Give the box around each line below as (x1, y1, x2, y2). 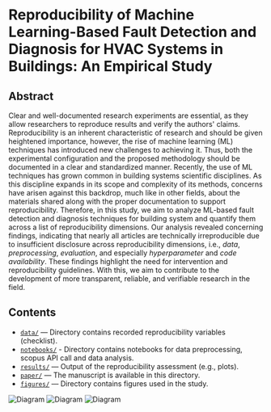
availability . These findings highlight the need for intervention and (8, 257, 228, 266)
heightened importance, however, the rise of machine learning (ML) (8, 137, 234, 146)
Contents (8, 305, 57, 320)
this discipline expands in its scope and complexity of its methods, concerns (8, 179, 263, 189)
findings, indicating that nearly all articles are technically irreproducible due (8, 231, 260, 240)
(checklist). (19, 335, 58, 345)
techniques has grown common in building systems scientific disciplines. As (8, 171, 262, 180)
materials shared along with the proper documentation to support (8, 196, 227, 206)
